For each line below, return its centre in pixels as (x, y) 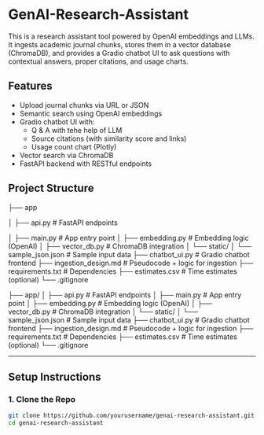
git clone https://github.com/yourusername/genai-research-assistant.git (132, 416)
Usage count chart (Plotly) (74, 146)
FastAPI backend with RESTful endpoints (86, 164)
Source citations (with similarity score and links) (109, 138)
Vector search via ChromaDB (66, 155)
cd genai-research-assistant (56, 423)
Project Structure (51, 188)
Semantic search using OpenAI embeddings (91, 113)
